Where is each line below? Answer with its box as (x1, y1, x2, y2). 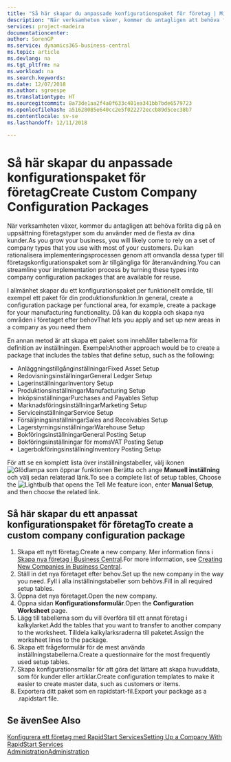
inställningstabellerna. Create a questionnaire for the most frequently (16, 650, 211, 659)
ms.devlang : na (7, 55, 51, 62)
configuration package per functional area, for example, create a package (7, 301, 217, 309)
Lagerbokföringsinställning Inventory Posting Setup (16, 445, 162, 453)
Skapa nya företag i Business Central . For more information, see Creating (16, 555, 223, 563)
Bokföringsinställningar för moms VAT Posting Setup (16, 438, 164, 446)
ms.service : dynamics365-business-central (7, 42, 131, 49)
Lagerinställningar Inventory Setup (16, 379, 113, 387)
